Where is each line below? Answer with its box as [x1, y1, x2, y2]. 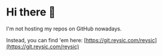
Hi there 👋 [6, 5, 56, 19]
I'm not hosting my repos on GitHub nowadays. [6, 25, 122, 32]
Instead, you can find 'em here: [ [6, 36, 87, 43]
